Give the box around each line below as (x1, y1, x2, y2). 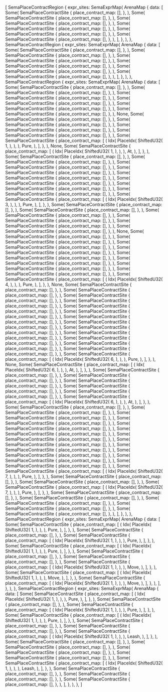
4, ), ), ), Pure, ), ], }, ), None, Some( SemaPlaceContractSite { (5, 282, 132, 288)
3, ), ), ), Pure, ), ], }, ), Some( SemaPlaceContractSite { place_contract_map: (5, 202, 162, 207)
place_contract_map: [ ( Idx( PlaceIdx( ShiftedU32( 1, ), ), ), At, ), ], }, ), (5, 148, 150, 154)
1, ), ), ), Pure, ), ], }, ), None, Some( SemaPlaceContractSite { (5, 143, 131, 149)
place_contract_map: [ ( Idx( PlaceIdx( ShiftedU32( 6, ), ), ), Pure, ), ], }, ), (5, 356, 156, 362)
